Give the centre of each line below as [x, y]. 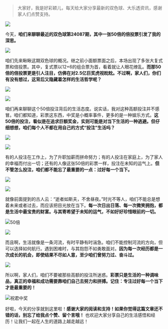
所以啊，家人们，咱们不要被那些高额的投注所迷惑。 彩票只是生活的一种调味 [82, 275]
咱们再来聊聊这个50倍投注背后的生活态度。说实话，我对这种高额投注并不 [80, 109]
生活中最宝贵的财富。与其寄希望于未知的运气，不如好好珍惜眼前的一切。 [84, 212]
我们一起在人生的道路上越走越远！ [53, 321]
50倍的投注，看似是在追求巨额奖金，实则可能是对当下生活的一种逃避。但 [80, 121]
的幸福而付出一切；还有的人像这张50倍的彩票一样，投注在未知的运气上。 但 [82, 163]
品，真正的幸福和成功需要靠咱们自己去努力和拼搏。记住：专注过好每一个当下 [84, 281]
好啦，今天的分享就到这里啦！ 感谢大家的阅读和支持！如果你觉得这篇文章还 [82, 309]
